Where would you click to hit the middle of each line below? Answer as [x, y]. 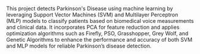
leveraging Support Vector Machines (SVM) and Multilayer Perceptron [92, 15]
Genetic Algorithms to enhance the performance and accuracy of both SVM [99, 40]
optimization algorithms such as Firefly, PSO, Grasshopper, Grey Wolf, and [97, 33]
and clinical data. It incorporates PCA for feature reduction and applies [93, 27]
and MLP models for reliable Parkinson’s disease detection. [79, 46]
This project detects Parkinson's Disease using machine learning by [90, 9]
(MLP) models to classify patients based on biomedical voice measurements [100, 21]
